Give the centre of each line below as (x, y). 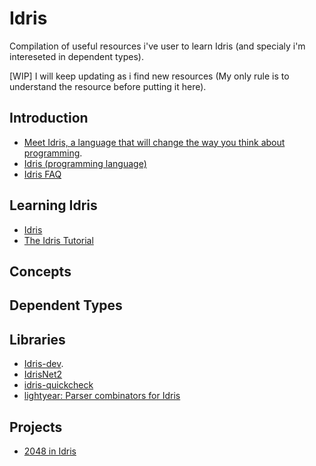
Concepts (40, 271)
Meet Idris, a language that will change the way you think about (154, 142)
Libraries (37, 339)
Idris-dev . (43, 364)
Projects (36, 427)
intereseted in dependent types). (76, 56)
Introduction (49, 118)
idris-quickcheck (58, 385)
